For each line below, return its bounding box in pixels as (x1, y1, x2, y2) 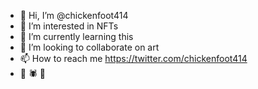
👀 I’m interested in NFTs (19, 20, 119, 32)
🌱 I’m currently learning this (19, 31, 134, 42)
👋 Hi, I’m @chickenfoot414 (19, 10, 129, 21)
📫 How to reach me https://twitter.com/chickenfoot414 (19, 53, 248, 64)
